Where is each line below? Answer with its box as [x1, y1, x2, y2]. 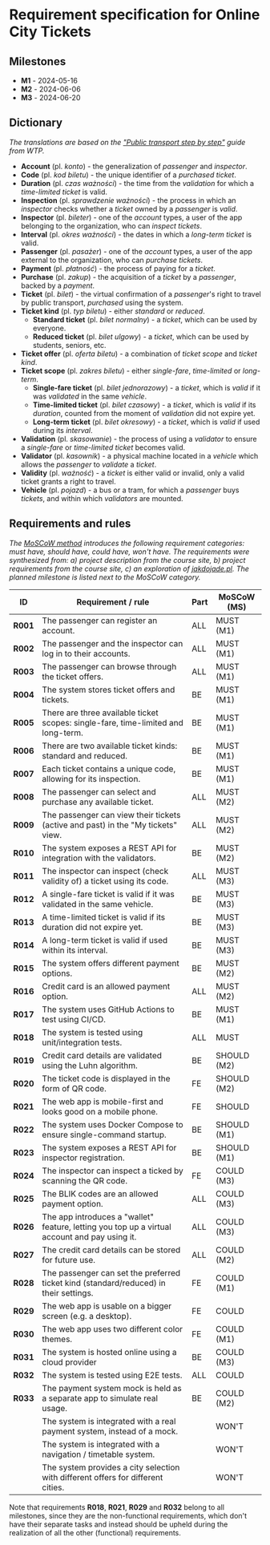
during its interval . [32, 425, 93, 435]
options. [42, 968, 73, 979]
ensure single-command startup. [42, 1129, 167, 1140]
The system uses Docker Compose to [42, 1118, 183, 1130]
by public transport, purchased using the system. [20, 297, 183, 307]
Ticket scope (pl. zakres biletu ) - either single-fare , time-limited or [20, 366, 241, 375]
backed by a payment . [20, 281, 95, 290]
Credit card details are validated [42, 1050, 163, 1061]
